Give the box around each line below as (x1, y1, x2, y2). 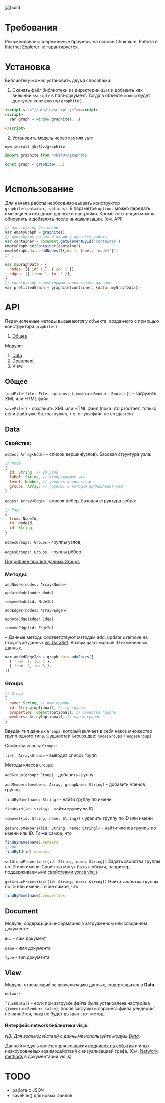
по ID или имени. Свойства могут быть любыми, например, (5, 863, 131, 869)
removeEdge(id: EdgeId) (5, 626, 54, 631)
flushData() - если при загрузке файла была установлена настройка (5, 1000, 150, 1006)
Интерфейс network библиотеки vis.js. (5, 1022, 89, 1028)
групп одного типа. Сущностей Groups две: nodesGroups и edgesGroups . (5, 733, 153, 739)
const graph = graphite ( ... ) (5, 162, 65, 167)
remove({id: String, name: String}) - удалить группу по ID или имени (5, 815, 153, 821)
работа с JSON (12, 1087, 44, 1093)
